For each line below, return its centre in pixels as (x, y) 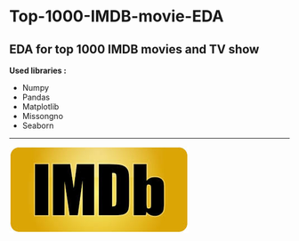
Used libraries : (38, 70)
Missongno (43, 116)
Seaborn (38, 125)
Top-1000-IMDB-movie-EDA (117, 16)
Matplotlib (40, 107)
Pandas (36, 97)
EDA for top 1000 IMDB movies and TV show (134, 49)
